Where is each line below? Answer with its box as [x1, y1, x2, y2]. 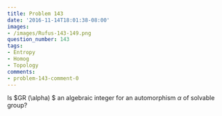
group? [7, 101, 28, 110]
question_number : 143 [7, 36, 70, 43]
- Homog [7, 56, 30, 63]
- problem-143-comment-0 [7, 74, 79, 82]
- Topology [7, 62, 39, 69]
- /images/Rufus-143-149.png [7, 29, 92, 37]
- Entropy [7, 49, 36, 56]
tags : [7, 42, 23, 49]
